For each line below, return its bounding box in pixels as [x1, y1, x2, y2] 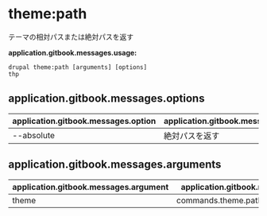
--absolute [12, 129, 56, 141]
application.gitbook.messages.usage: [8, 48, 137, 57]
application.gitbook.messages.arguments [8, 158, 222, 172]
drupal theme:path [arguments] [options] [8, 63, 148, 71]
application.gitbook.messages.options [8, 92, 205, 106]
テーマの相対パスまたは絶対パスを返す [8, 32, 133, 41]
